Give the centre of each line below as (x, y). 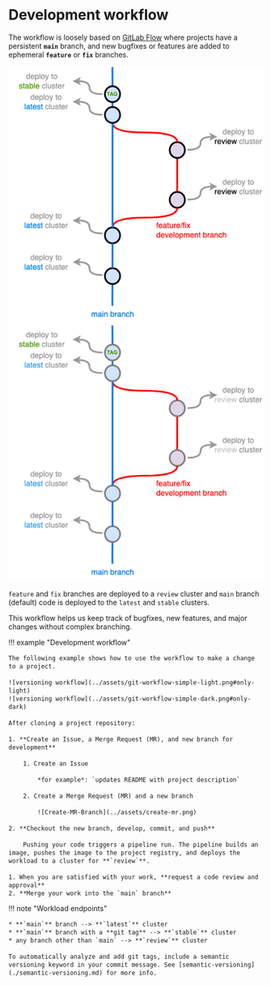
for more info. (132, 973)
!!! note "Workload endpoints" (58, 909)
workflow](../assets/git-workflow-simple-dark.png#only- (153, 699)
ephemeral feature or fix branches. (68, 54)
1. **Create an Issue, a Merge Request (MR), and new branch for (121, 739)
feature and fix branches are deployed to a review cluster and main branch (134, 594)
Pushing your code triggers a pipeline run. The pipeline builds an (141, 845)
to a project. (32, 666)
